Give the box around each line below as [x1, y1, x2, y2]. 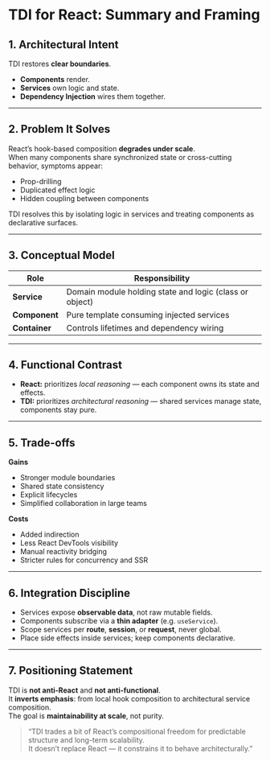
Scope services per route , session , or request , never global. [19, 625, 223, 635]
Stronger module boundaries [19, 473, 116, 483]
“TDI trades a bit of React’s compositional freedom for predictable [27, 726, 247, 736]
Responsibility [133, 272, 190, 283]
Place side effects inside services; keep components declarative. [19, 633, 235, 643]
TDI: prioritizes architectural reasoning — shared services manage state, [19, 397, 262, 406]
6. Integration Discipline [8, 586, 131, 600]
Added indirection [19, 529, 80, 540]
